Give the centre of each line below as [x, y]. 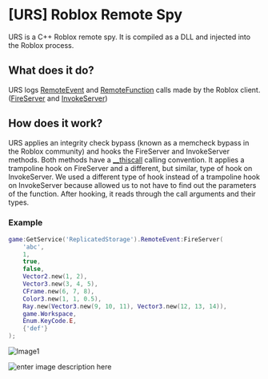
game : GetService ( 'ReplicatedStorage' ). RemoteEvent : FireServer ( [116, 239]
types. [19, 202]
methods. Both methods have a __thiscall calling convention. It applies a [126, 160]
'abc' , [34, 247]
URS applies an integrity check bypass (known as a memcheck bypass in [129, 142]
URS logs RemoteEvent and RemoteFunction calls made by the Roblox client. [134, 90]
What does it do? [51, 71]
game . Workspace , [50, 313]
